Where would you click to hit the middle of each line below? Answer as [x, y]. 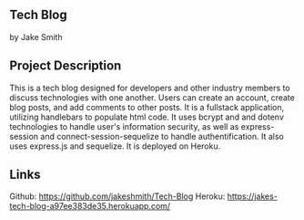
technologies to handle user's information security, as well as [124, 126]
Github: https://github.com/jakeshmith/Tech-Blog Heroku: [117, 196]
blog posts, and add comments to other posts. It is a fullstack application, [147, 107]
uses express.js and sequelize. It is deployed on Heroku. [115, 146]
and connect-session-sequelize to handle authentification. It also [162, 136]
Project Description [66, 66]
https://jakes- [252, 196]
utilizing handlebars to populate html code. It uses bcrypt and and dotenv [147, 117]
